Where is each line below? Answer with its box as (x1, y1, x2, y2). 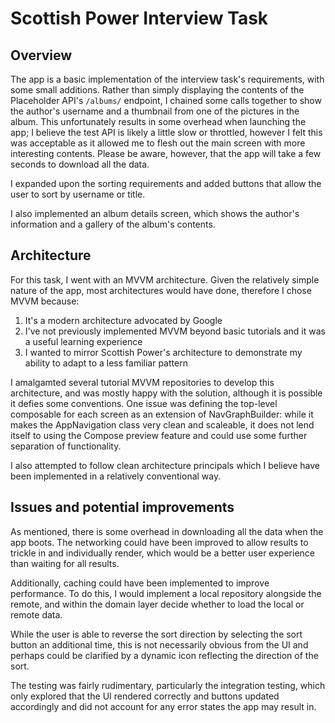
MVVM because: (10, 295, 80, 307)
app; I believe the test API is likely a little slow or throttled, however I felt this (10, 127, 323, 138)
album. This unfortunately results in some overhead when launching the (10, 116, 307, 127)
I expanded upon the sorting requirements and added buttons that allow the (10, 178, 322, 189)
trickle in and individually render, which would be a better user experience (10, 547, 315, 559)
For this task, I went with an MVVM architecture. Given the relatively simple (10, 273, 320, 286)
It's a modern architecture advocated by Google (24, 314, 223, 326)
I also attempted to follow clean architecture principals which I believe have (10, 459, 320, 471)
